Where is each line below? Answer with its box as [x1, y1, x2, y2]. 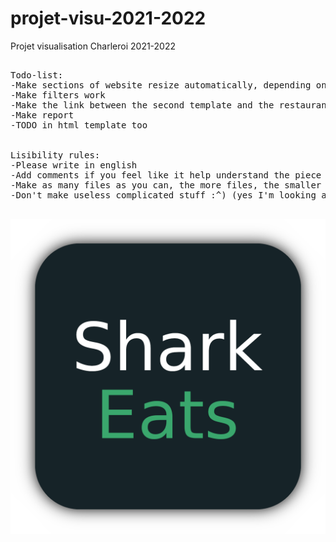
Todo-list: [10, 69, 64, 81]
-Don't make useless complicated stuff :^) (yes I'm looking [10, 189, 317, 201]
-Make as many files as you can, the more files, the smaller [10, 179, 322, 191]
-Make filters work [10, 89, 106, 101]
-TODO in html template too [10, 119, 148, 131]
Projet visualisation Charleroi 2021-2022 [10, 40, 177, 52]
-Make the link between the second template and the [10, 99, 275, 111]
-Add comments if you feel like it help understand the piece [10, 169, 322, 181]
